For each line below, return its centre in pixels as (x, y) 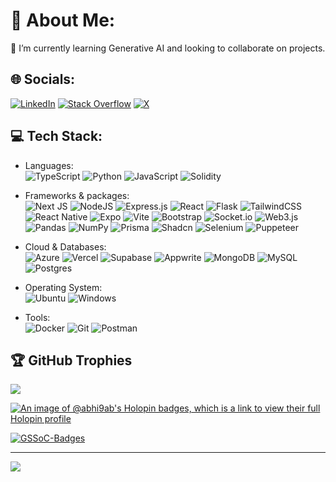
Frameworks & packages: (77, 195)
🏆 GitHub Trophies (71, 360)
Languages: (49, 165)
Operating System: (63, 287)
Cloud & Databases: (65, 246)
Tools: (37, 317)
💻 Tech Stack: (56, 136)
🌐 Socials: (43, 79)
